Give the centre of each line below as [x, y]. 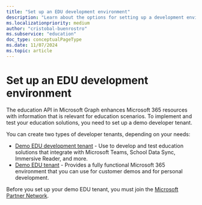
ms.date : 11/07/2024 [32, 46]
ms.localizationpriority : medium [48, 23]
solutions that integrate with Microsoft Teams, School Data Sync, [95, 152]
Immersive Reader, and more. [51, 158]
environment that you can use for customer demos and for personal [99, 171]
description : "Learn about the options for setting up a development [95, 17]
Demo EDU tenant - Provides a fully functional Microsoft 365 [90, 165]
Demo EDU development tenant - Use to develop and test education [99, 146]
